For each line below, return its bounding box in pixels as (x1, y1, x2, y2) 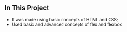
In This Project (4, 4, 49, 12)
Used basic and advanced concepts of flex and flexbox (11, 21, 122, 27)
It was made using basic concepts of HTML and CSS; (11, 16, 118, 22)
